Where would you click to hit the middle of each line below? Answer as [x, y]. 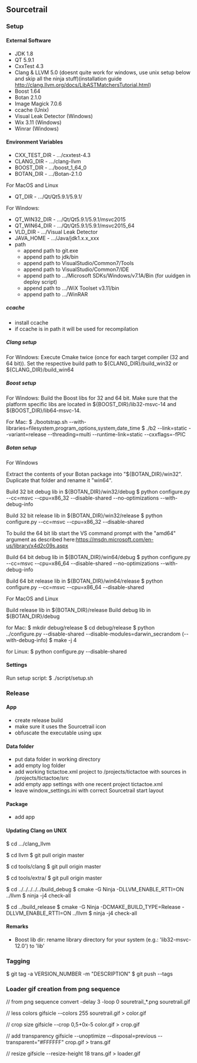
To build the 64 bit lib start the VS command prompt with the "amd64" [91, 533]
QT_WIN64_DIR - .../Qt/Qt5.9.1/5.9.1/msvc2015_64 [74, 225]
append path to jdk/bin [51, 257]
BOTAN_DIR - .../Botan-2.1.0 [48, 173]
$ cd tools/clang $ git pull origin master [54, 866]
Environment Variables [35, 142]
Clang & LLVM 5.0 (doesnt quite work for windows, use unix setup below [103, 72]
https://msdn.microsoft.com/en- [115, 539]
